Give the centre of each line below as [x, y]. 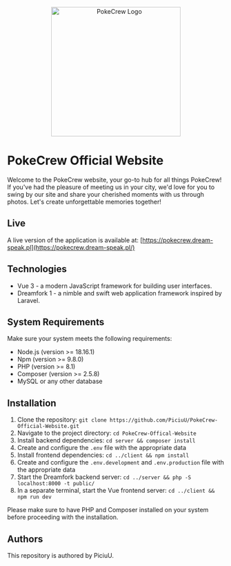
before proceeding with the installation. [63, 517]
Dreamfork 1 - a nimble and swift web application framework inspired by [119, 293]
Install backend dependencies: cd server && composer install [106, 440]
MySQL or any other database [60, 381]
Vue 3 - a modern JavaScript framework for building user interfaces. [114, 286]
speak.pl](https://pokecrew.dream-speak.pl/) [71, 247]
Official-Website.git [48, 427]
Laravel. [28, 300]
